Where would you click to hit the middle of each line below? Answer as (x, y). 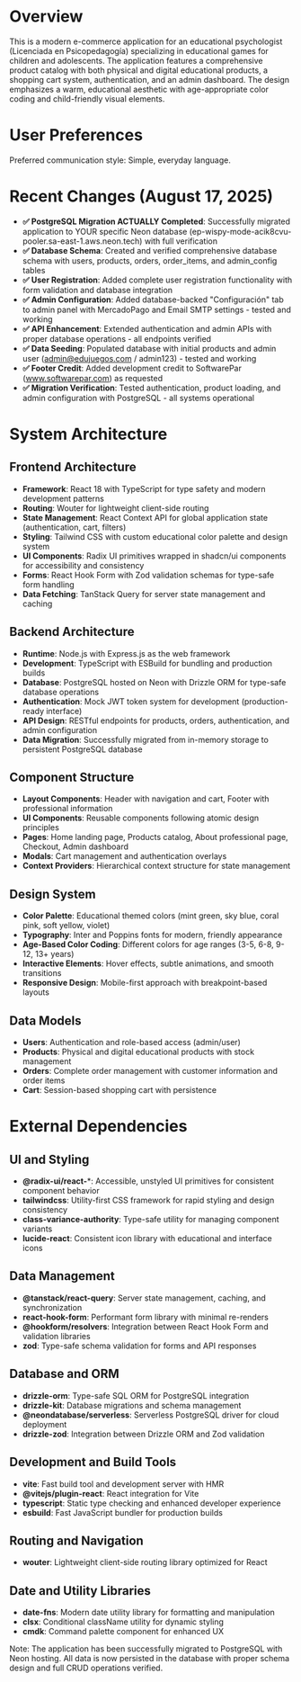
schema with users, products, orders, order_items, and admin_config (150, 260)
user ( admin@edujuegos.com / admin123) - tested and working (139, 358)
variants (37, 1229)
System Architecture (89, 434)
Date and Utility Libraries (80, 1591)
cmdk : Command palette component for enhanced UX (123, 1632)
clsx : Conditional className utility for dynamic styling (123, 1622)
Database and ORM (64, 1374)
